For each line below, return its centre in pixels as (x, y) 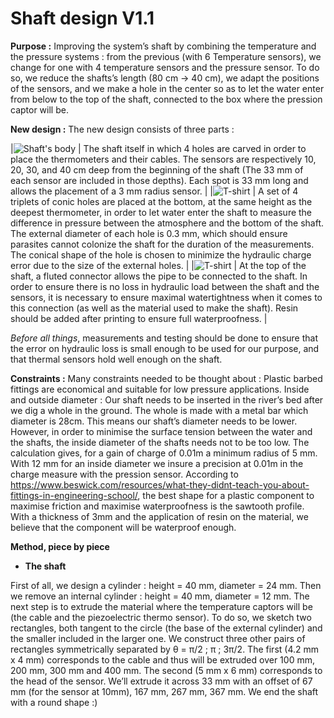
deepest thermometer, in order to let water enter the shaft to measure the (161, 212)
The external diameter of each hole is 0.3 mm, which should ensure (149, 233)
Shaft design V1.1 (82, 18)
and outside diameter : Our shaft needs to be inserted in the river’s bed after (167, 399)
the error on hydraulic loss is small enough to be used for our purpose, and (165, 348)
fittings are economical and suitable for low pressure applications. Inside (160, 389)
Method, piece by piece (60, 546)
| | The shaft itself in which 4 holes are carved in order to (158, 148)
